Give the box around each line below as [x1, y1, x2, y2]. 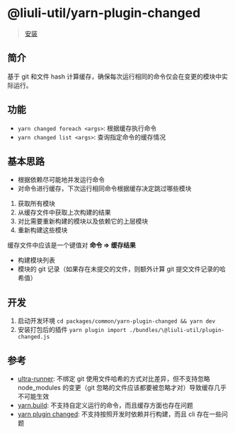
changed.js [17, 333, 50, 341]
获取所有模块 [17, 200, 55, 208]
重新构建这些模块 [17, 226, 68, 234]
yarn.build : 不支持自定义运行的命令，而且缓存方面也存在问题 [17, 401, 193, 409]
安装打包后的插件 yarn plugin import [17, 326, 127, 334]
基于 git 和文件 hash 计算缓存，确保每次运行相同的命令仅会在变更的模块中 [7, 72, 222, 81]
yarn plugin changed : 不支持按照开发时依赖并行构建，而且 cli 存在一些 [17, 410, 222, 418]
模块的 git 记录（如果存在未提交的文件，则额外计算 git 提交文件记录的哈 [17, 265, 226, 273]
